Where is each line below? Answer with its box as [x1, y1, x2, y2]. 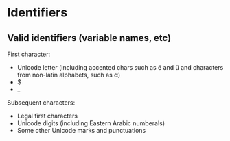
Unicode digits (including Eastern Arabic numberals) [16, 119, 165, 127]
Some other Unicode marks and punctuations [16, 127, 146, 134]
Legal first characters [16, 112, 78, 120]
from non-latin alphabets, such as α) [16, 70, 121, 79]
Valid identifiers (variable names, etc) [7, 32, 172, 44]
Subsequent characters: [7, 99, 76, 107]
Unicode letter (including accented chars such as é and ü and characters [16, 64, 224, 71]
